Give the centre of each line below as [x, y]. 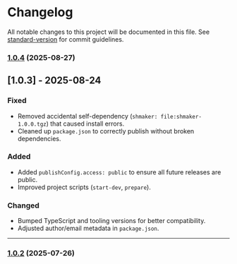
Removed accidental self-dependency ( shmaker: [87, 116]
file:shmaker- [181, 116]
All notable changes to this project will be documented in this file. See [109, 32]
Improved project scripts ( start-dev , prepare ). [84, 187]
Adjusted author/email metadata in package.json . [88, 228]
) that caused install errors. [85, 124]
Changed [24, 205]
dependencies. [39, 138]
